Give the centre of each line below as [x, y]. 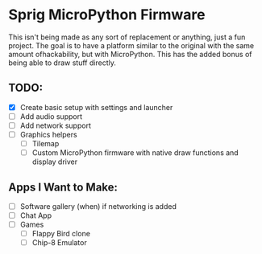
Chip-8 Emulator [59, 243]
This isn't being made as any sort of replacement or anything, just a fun [127, 37]
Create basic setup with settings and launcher [96, 107]
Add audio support [51, 116]
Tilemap [46, 143]
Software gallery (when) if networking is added [98, 206]
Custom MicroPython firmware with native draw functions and [135, 153]
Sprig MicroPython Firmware [107, 15]
